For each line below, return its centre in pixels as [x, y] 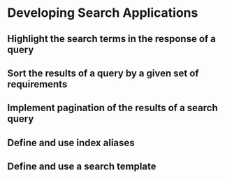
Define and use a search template [82, 167]
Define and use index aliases [71, 142]
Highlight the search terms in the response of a [112, 39]
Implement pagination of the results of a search [112, 108]
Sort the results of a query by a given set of [103, 73]
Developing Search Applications [103, 13]
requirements [37, 84]
